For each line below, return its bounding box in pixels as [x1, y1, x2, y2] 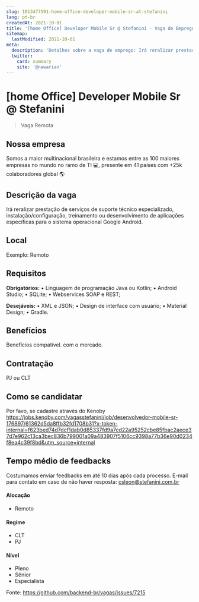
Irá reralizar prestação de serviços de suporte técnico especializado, [6, 206, 174, 213]
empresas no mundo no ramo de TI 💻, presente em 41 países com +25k [6, 162, 182, 169]
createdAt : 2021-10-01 [6, 20, 62, 26]
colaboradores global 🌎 [6, 171, 65, 178]
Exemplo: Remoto [6, 251, 49, 259]
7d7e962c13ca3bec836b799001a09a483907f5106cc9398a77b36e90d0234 [6, 433, 192, 440]
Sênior [14, 571, 31, 578]
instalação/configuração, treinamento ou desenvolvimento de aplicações [6, 212, 184, 219]
